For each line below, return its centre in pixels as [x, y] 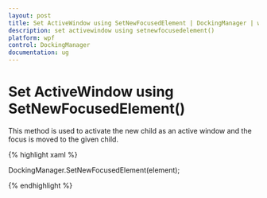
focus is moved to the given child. [64, 139]
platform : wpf [32, 38]
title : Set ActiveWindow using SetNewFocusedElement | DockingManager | [131, 23]
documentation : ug [39, 52]
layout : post [30, 16]
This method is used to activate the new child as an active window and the [130, 130]
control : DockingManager [49, 45]
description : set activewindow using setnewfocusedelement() [112, 30]
